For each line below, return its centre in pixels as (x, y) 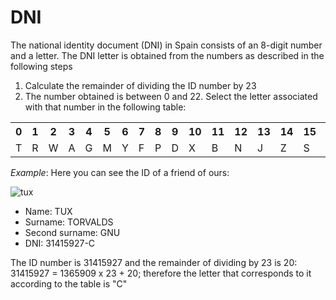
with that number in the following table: (105, 107)
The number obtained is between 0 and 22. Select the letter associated (171, 96)
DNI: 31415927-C (60, 243)
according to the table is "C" (69, 283)
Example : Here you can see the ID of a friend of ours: (120, 172)
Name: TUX (48, 211)
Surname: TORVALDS (69, 222)
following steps (41, 66)
